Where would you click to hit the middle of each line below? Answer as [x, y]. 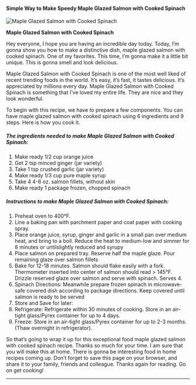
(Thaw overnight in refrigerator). [53, 328]
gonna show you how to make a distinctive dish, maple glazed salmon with [96, 50]
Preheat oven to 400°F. [43, 216]
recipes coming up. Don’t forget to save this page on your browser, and [92, 358]
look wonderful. [25, 99]
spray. [22, 229]
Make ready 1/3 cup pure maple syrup [60, 176]
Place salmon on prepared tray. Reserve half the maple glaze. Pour [94, 253]
